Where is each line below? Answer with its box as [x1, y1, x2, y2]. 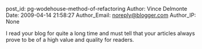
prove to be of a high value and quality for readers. [6, 36, 134, 43]
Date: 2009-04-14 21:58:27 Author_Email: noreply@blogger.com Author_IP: [6, 11, 196, 19]
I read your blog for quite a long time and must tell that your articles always [6, 30, 195, 37]
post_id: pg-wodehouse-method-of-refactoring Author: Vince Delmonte [6, 5, 188, 12]
